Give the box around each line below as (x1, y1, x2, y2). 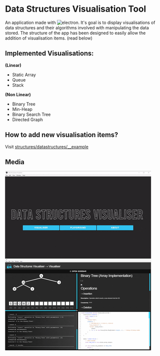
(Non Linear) (5, 91, 31, 97)
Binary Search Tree (12, 111, 51, 117)
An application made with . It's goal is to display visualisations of (5, 20, 156, 25)
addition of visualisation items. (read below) (5, 35, 93, 41)
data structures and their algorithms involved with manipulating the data (5, 24, 149, 30)
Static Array (12, 72, 36, 78)
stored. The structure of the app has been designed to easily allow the (5, 30, 146, 36)
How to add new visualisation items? (5, 131, 118, 139)
